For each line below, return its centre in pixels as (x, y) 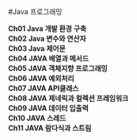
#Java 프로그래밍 (35, 12)
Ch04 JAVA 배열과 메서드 (49, 58)
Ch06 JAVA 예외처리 (41, 78)
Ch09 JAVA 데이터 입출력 (48, 108)
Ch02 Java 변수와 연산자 (48, 39)
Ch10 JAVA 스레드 (37, 118)
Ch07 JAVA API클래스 (44, 88)
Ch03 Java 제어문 (37, 49)
